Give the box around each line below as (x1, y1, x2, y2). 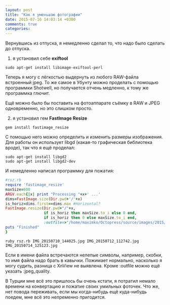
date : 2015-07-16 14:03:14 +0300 (5, 17, 76, 22)
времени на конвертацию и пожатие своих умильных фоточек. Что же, (5, 283, 160, 289)
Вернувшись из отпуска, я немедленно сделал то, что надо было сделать (5, 40, 165, 46)
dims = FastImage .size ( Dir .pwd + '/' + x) (5, 196, 82, 202)
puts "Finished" (5, 224, 39, 230)
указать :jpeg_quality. (5, 268, 51, 274)
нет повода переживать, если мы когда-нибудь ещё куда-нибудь (5, 288, 147, 294)
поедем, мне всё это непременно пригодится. (5, 294, 106, 300)
